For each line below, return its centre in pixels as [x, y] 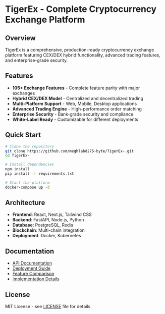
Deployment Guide [31, 268]
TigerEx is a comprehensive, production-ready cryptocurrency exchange [80, 50]
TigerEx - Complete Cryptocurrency [81, 9]
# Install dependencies [30, 164]
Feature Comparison [33, 274]
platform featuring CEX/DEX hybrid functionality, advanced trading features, [83, 55]
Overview [21, 38]
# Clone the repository [30, 146]
